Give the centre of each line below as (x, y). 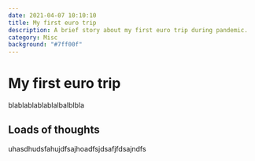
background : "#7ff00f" (45, 45)
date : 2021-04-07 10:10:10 (52, 15)
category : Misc (33, 37)
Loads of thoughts (54, 130)
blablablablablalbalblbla (46, 105)
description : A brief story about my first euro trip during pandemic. (128, 30)
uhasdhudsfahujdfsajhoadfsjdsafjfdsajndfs (78, 148)
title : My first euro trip (52, 23)
